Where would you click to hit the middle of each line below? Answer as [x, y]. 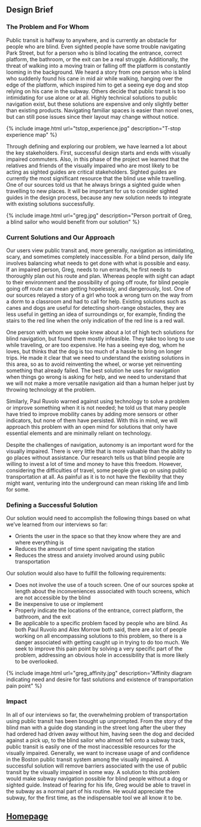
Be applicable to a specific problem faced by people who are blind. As [101, 623]
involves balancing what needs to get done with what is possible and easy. [98, 263]
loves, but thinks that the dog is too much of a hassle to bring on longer [94, 351]
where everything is [39, 542]
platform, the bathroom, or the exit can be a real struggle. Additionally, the [97, 59]
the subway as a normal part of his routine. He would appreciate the [90, 791]
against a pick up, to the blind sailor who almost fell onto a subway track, [96, 740]
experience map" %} [32, 135]
